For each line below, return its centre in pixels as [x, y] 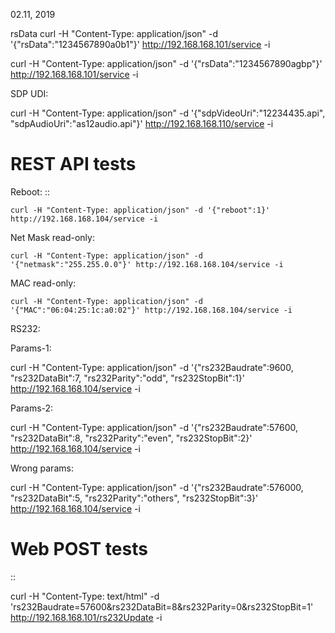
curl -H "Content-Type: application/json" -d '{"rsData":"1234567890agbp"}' [166, 63]
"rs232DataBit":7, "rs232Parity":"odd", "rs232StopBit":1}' [128, 378]
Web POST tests [79, 549]
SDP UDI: [29, 93]
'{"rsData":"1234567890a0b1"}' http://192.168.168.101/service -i [140, 44]
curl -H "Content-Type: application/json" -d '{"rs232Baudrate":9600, [152, 367]
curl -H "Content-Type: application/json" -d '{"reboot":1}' [140, 210]
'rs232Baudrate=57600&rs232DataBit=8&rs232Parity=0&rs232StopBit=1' [162, 606]
